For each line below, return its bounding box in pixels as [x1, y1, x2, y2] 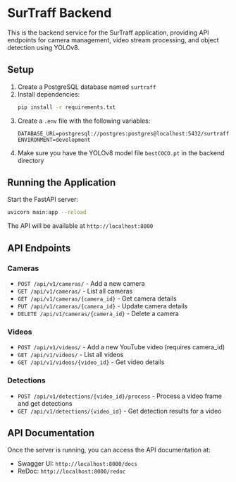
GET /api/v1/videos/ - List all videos [17, 351, 124, 359]
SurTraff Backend [7, 5, 112, 21]
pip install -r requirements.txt [17, 104, 116, 111]
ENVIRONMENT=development [17, 136, 91, 143]
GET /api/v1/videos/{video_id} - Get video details [17, 358, 165, 366]
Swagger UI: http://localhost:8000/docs [17, 459, 137, 468]
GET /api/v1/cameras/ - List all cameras [17, 287, 133, 295]
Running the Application [7, 176, 116, 188]
